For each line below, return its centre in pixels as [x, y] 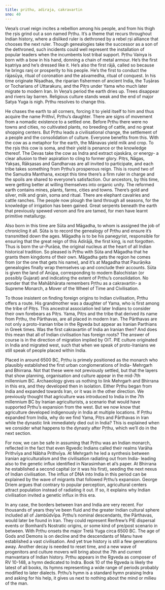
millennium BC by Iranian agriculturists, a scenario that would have [73, 402]
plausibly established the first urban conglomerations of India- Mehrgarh [79, 365]
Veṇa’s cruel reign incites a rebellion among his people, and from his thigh [80, 28]
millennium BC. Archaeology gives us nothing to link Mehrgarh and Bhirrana [82, 381]
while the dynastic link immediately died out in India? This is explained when [82, 422]
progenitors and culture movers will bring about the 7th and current [73, 552]
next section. [18, 433]
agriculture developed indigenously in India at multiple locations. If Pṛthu [79, 412]
